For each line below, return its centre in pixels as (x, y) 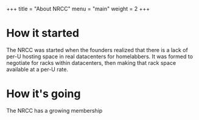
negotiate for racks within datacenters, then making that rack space (91, 62)
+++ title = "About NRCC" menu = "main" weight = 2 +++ (78, 9)
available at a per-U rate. (37, 69)
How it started (43, 33)
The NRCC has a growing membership (54, 110)
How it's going (44, 94)
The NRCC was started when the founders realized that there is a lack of (97, 50)
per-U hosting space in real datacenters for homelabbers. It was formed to (100, 56)
